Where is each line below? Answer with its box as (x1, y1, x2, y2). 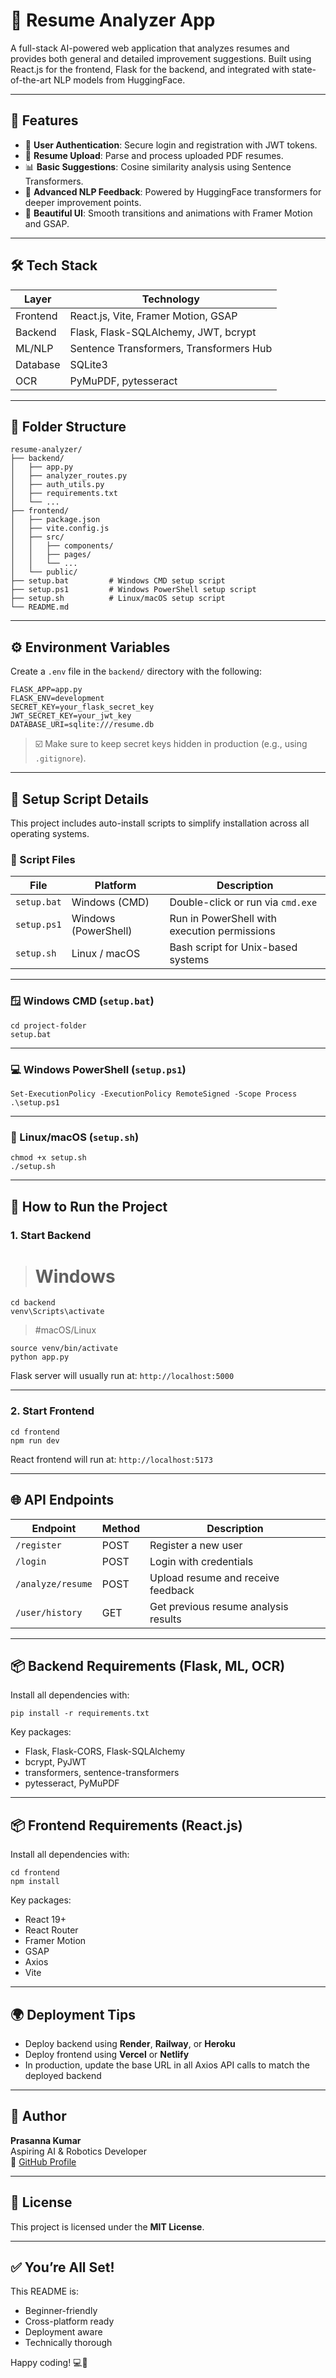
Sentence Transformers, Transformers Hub (69, 341, 273, 355)
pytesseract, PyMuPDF (24, 1777, 120, 1789)
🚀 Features (10, 112, 79, 129)
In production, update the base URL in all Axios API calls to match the (24, 2059, 310, 2071)
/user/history (15, 1607, 83, 1618)
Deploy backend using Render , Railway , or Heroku (24, 2037, 236, 2049)
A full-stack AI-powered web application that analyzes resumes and (10, 42, 290, 54)
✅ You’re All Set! (10, 2259, 115, 2276)
